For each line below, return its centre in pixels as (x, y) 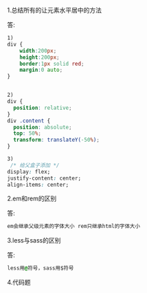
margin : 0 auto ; (41, 70)
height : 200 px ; (39, 57)
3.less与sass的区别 (34, 240)
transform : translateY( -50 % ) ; (56, 140)
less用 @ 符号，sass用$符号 (41, 268)
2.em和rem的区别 (32, 198)
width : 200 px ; (38, 50)
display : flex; (29, 171)
